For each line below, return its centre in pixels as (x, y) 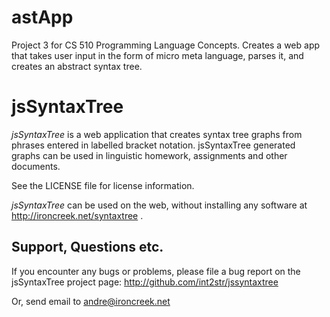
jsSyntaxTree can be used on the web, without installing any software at (159, 205)
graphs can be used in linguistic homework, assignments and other (149, 155)
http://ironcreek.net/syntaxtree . (77, 215)
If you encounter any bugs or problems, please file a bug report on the (156, 271)
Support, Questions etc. (87, 247)
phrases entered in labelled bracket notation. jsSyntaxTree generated (153, 145)
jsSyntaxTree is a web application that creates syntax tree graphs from (157, 134)
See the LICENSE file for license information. (103, 185)
